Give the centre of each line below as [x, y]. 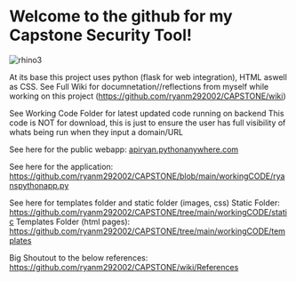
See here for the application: [61, 166]
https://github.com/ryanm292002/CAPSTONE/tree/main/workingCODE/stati [148, 212]
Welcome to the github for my [121, 16]
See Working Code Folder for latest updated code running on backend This [147, 113]
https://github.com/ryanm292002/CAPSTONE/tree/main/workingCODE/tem [148, 231]
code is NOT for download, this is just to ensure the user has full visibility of [148, 123]
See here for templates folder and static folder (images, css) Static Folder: [144, 203]
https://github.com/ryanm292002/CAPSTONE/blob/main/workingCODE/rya [147, 176]
